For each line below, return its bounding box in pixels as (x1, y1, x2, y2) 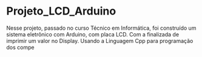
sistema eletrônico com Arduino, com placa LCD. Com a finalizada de (6, 30, 180, 38)
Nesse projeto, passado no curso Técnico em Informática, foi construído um (6, 24, 197, 32)
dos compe (6, 44, 35, 51)
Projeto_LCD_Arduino (6, 4, 116, 18)
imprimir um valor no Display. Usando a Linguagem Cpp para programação (6, 37, 194, 44)
